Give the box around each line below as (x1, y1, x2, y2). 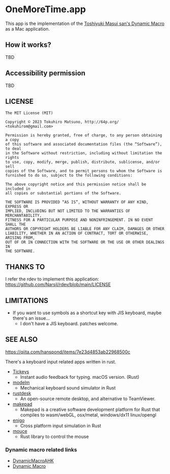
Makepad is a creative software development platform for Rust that (20, 406, 160, 412)
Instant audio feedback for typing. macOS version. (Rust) (20, 374, 140, 380)
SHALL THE (5, 222, 26, 227)
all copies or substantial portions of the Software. (5, 191, 122, 196)
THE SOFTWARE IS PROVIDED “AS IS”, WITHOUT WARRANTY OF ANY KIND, (5, 200, 149, 205)
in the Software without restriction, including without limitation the (5, 151, 162, 156)
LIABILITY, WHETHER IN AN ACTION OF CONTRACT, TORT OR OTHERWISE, (5, 231, 149, 236)
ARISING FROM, (5, 235, 36, 240)
